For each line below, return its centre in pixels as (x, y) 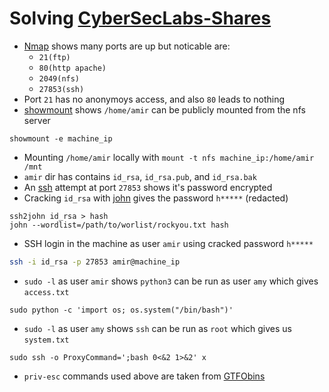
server (37, 120)
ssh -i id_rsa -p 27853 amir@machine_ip (95, 262)
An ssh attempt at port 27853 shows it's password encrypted (148, 187)
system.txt (46, 340)
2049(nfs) (59, 78)
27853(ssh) (61, 89)
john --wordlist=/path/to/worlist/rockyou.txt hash (119, 225)
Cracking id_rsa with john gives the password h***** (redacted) (156, 198)
